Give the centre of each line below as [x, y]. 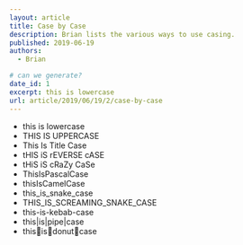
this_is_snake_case [58, 193]
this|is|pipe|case [53, 222]
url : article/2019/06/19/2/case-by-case [86, 101]
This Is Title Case [54, 145]
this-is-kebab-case [58, 212]
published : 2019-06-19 [52, 43]
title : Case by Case [48, 26]
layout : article [40, 17]
